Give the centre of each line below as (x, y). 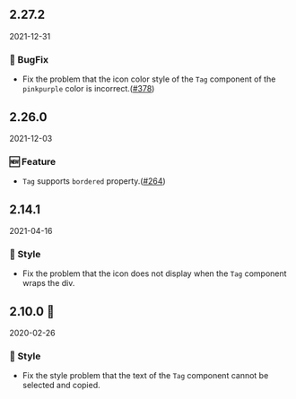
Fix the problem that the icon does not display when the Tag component (154, 273)
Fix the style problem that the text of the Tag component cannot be (145, 376)
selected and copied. (61, 386)
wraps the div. (48, 283)
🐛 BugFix (29, 59)
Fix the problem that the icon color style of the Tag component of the (149, 79)
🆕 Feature (33, 161)
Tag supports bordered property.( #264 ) (94, 181)
